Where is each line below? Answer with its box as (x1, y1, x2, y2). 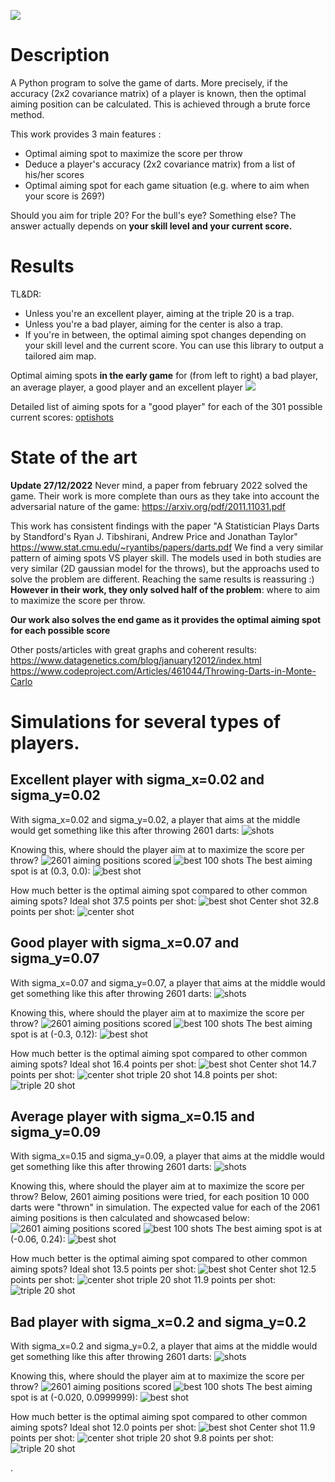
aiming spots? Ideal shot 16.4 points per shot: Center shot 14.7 (10, 1058, 317, 1070)
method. (10, 108, 45, 120)
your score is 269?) (24, 190, 106, 202)
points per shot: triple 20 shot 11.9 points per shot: (10, 1274, 277, 1286)
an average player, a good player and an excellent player (10, 381, 243, 393)
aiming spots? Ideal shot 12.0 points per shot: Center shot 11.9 (10, 1421, 316, 1434)
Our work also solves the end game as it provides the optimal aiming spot (10, 613, 322, 625)
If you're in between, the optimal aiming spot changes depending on (24, 328, 307, 340)
